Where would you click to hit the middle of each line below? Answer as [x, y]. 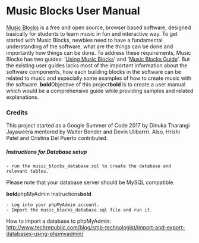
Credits [17, 113]
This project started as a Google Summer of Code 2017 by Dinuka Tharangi [98, 126]
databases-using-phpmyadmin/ [45, 234]
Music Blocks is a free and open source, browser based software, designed [99, 27]
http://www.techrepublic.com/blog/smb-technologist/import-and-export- [96, 228]
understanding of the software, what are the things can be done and [90, 46]
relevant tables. [28, 172]
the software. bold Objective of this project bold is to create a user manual [96, 84]
